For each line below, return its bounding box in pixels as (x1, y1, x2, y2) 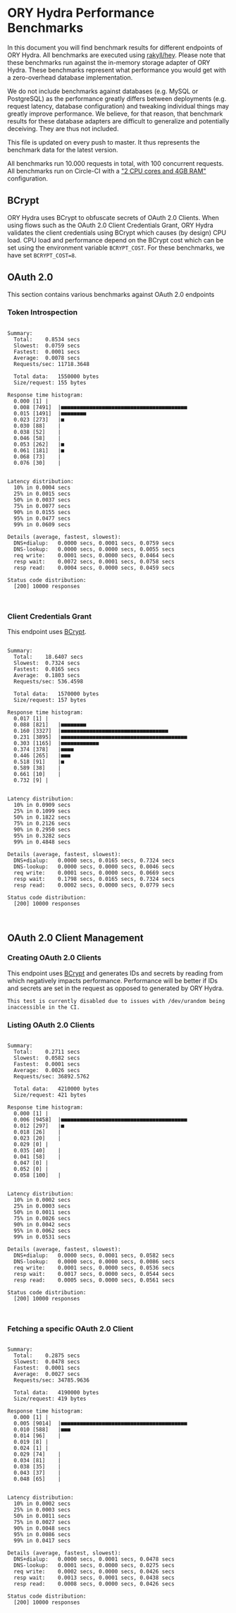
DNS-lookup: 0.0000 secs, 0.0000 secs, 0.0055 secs (13, 545, 175, 553)
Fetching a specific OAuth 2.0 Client (7, 1324, 134, 1334)
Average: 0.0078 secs (13, 354, 80, 361)
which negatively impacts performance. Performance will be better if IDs (7, 976, 218, 985)
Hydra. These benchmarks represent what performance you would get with (7, 66, 227, 74)
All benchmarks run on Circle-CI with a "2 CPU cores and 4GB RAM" (7, 166, 206, 175)
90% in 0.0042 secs (13, 1222, 71, 1229)
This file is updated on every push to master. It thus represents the (7, 138, 201, 146)
